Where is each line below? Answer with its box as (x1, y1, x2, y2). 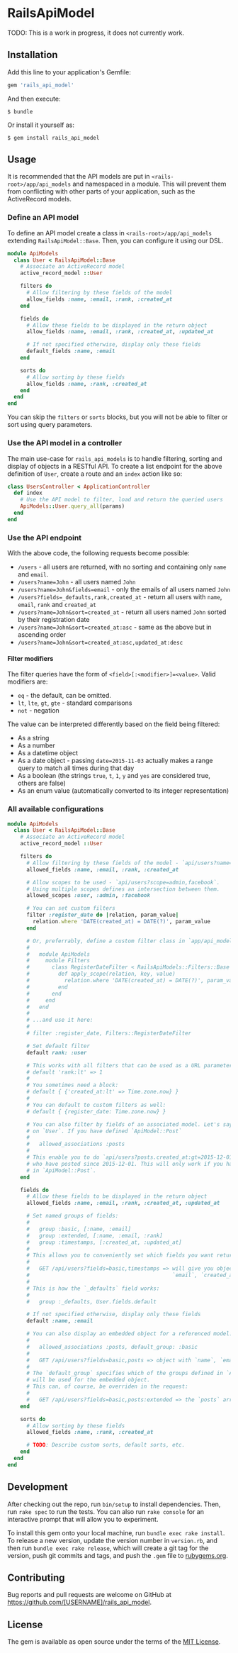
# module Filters (25, 957, 91, 964)
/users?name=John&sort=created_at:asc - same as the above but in (17, 623, 212, 632)
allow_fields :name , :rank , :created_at (25, 380, 147, 387)
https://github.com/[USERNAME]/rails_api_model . (7, 1598, 152, 1607)
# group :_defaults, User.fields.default (25, 1298, 157, 1306)
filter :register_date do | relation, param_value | (25, 911, 179, 919)
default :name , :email (25, 1318, 93, 1325)
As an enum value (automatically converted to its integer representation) (17, 786, 229, 795)
